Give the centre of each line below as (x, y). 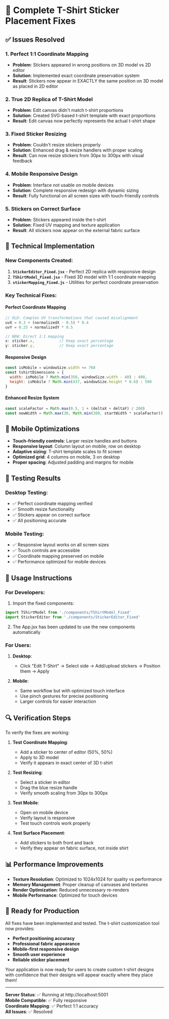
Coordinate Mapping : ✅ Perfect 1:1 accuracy (52, 1006)
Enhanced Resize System (32, 398)
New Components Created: (39, 260)
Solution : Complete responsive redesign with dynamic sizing (76, 190)
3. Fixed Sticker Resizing (36, 134)
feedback (22, 161)
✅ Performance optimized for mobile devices (59, 562)
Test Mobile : (26, 803)
